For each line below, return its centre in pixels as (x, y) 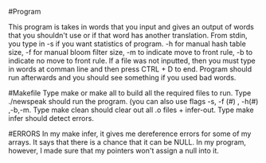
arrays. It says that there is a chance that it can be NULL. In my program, (127, 142)
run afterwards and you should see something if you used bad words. (122, 78)
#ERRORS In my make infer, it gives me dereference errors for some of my (130, 134)
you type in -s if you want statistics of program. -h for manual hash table (127, 44)
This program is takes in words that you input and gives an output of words (131, 27)
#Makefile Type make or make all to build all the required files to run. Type (130, 93)
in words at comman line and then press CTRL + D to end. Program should (130, 69)
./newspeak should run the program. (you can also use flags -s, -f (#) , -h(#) (133, 101)
